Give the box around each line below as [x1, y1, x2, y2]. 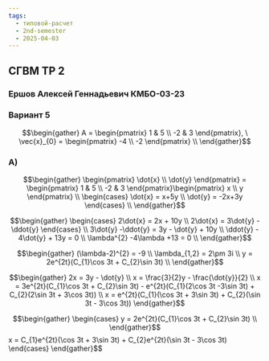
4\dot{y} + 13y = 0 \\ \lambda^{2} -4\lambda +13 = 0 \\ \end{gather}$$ [18, 233, 252, 243]
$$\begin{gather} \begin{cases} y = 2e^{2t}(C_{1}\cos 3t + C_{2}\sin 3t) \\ [12, 314, 258, 324]
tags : [8, 11, 26, 20]
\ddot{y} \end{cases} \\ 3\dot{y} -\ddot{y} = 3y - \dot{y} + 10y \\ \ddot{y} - [10, 224, 259, 234]
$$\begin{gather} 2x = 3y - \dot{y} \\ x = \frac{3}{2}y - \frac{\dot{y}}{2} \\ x [9, 273, 261, 282]
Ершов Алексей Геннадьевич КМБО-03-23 [8, 88, 185, 99]
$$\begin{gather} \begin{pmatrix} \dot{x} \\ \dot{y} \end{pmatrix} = [22, 174, 247, 185]
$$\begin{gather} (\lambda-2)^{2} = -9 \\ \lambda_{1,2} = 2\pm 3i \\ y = [17, 248, 253, 258]
